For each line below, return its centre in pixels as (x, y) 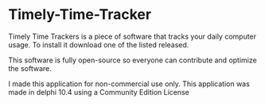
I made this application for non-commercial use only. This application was (129, 84)
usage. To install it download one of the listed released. (99, 44)
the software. (30, 68)
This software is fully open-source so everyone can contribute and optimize (132, 60)
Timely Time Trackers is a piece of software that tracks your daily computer (132, 36)
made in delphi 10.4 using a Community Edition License (99, 92)
